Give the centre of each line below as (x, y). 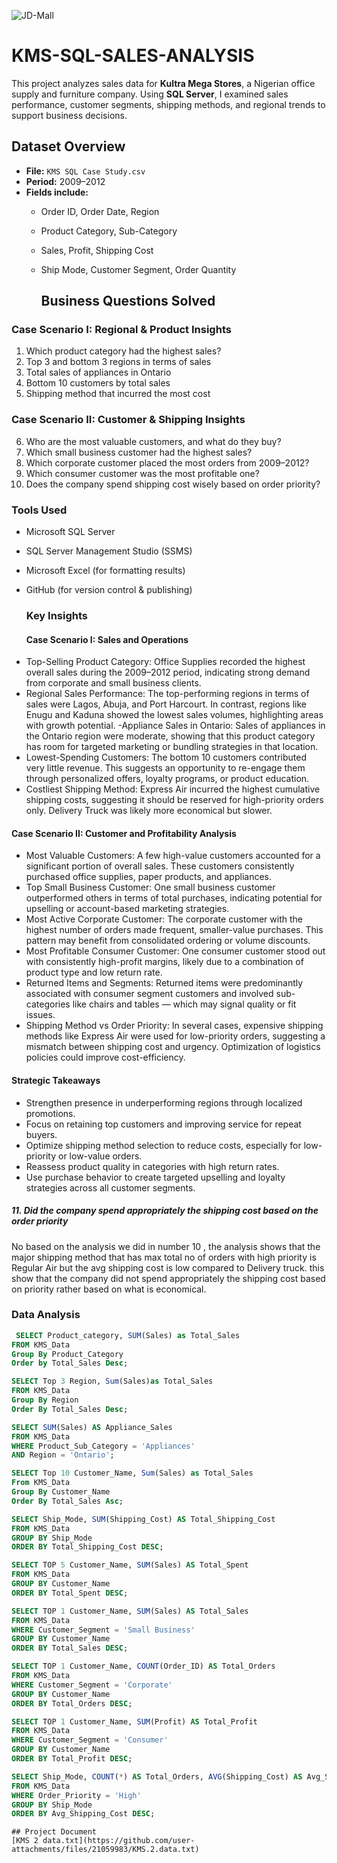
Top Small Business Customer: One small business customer (150, 887)
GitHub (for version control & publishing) (109, 590)
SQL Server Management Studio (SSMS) (109, 551)
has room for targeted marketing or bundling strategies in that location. (172, 747)
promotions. (50, 1113)
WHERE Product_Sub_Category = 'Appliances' (103, 1446)
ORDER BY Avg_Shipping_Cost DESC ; (83, 1814)
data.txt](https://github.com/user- (119, 1841)
